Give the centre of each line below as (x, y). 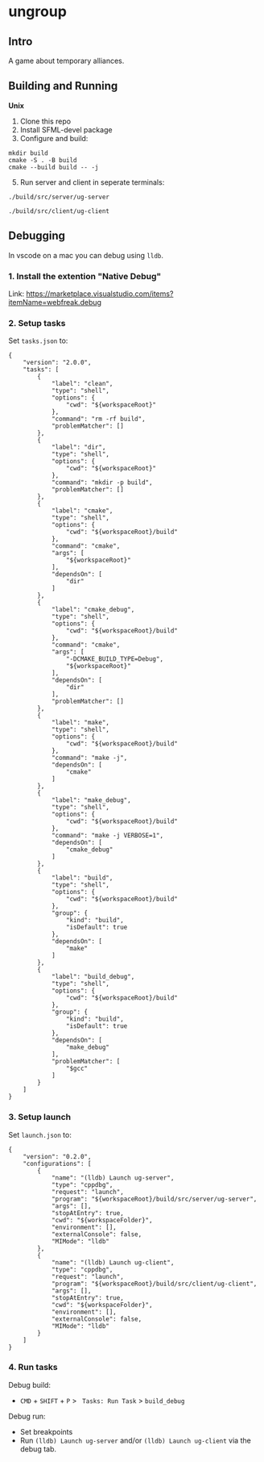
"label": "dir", (78, 447)
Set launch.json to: (40, 1134)
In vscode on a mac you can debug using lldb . (86, 255)
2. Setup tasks (37, 323)
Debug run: (27, 1416)
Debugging (37, 236)
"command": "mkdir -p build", (102, 482)
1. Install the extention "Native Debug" (85, 276)
